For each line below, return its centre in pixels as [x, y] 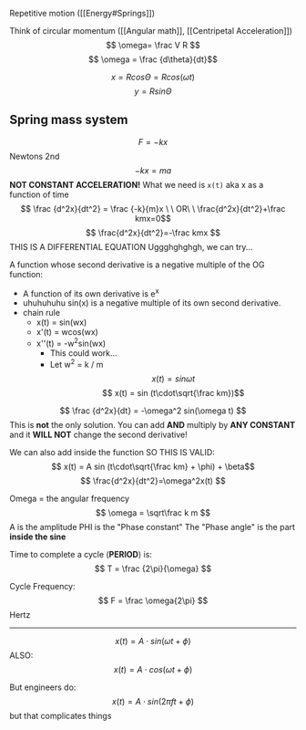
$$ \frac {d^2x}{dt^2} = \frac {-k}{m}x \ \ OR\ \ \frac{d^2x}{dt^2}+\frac [153, 208]
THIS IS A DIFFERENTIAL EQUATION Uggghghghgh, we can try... [131, 246]
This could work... [83, 353]
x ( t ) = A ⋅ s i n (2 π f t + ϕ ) [153, 701]
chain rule [41, 313]
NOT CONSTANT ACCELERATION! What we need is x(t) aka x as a [137, 184]
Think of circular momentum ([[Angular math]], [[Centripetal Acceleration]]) [151, 31]
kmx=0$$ [153, 218]
